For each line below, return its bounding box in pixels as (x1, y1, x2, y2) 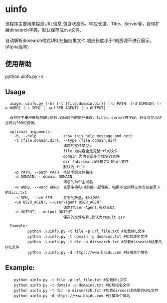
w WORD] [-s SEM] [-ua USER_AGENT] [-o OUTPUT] (5, 105, 106, 110)
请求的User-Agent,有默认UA (63, 205, 115, 210)
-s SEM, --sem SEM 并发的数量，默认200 (14, 195, 100, 200)
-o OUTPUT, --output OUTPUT (14, 209, 72, 214)
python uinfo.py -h (5, 73, 43, 79)
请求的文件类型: (63, 143, 92, 148)
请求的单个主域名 (63, 179, 93, 184)
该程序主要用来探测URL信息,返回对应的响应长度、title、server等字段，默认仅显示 (9, 115, 159, 120)
